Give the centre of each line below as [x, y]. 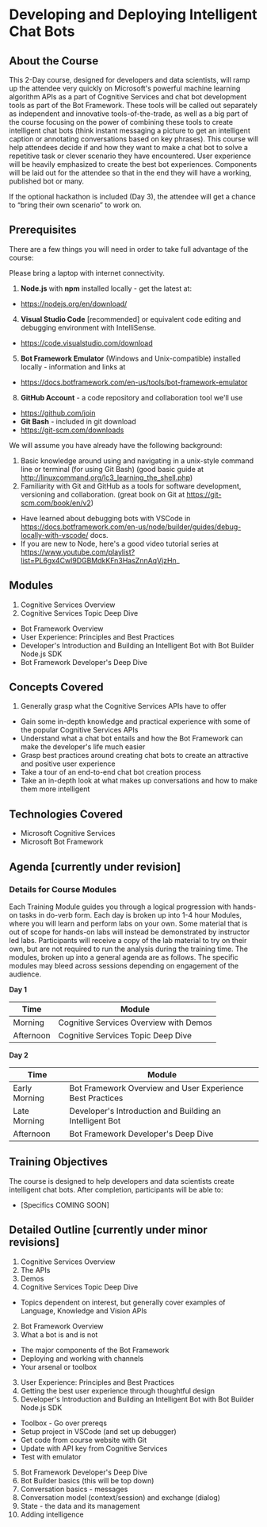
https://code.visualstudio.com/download [86, 342]
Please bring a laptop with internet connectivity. [87, 273]
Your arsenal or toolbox [59, 1367]
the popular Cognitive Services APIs [79, 730]
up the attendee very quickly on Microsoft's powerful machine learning [125, 88]
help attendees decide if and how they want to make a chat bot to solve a [129, 147]
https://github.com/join [58, 413]
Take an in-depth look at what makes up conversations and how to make [139, 781]
